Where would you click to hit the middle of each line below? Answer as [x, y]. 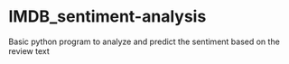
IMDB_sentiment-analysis [107, 17]
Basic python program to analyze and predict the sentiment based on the [144, 41]
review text [29, 50]
